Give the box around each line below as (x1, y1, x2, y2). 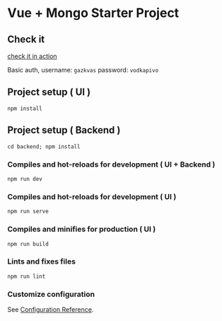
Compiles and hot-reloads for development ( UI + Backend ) (7, 159, 216, 169)
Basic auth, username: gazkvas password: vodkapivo (7, 66, 159, 74)
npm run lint (7, 273, 46, 280)
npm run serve (7, 208, 49, 215)
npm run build (7, 240, 49, 247)
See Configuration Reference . (7, 305, 94, 314)
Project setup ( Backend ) (7, 124, 121, 136)
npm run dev (7, 175, 42, 182)
